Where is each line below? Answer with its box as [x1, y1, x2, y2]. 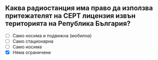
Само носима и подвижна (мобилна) [12, 32, 92, 39]
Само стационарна [12, 38, 54, 44]
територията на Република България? [5, 19, 131, 28]
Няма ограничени [12, 50, 51, 55]
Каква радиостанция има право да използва [5, 4, 153, 12]
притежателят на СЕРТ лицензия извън [5, 12, 136, 20]
